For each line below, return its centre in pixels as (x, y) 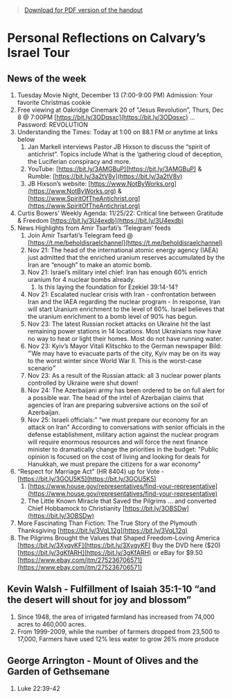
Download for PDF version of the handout (83, 10)
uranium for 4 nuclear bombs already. (81, 280)
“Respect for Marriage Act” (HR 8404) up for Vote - (91, 471)
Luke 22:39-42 (38, 688)
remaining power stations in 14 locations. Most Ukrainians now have (124, 331)
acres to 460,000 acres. (52, 624)
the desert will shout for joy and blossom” (99, 600)
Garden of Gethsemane (59, 672)
